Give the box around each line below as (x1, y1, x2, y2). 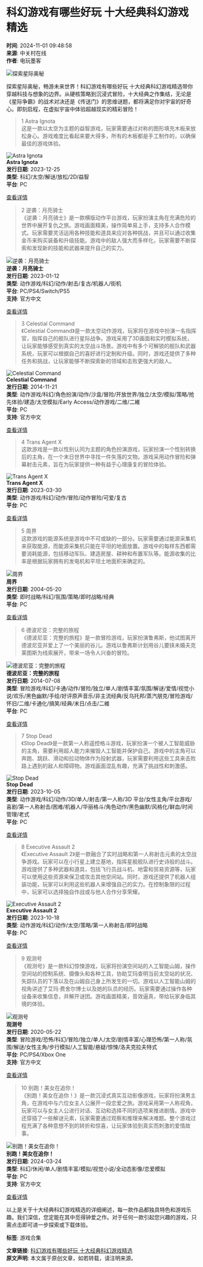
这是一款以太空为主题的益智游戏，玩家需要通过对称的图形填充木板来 (21, 125, 191, 132)
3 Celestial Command (21, 320, 75, 327)
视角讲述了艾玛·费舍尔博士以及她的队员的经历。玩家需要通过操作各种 (21, 985, 192, 992)
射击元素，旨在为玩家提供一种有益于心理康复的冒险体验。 (26, 461, 170, 468)
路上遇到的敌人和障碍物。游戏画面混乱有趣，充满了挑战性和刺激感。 (21, 762, 191, 769)
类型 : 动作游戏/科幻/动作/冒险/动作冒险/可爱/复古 (6, 494, 127, 501)
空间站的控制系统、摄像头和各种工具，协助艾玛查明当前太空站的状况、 (21, 970, 196, 977)
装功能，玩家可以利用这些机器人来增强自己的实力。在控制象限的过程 (21, 880, 191, 887)
